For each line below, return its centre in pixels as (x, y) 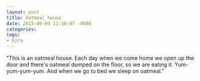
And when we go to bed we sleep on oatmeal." (106, 71)
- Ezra (15, 40)
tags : (13, 35)
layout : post (23, 12)
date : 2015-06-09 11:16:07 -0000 (49, 23)
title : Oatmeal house (34, 18)
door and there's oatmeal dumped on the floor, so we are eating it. (90, 64)
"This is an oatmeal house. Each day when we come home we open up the (100, 58)
